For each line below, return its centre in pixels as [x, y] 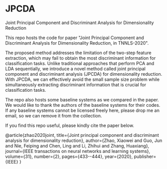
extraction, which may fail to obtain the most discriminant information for [80, 58]
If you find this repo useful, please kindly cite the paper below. [70, 125]
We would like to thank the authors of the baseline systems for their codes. [83, 105]
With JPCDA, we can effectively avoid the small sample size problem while [82, 79]
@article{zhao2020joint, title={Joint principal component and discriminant [82, 135]
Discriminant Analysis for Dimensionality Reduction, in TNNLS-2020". [77, 43]
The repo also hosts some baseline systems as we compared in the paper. [82, 100]
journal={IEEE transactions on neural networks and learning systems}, [78, 151]
